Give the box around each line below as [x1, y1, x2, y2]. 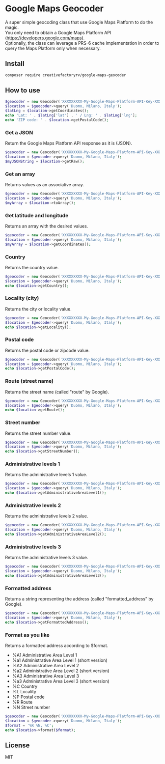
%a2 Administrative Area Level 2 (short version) [12, 668, 110, 674]
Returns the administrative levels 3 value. [5, 555, 88, 561]
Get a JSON [5, 129, 33, 136]
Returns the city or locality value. [5, 306, 72, 312]
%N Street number [12, 705, 51, 710]
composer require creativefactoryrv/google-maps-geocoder [5, 72, 126, 78]
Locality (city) [5, 295, 39, 302]
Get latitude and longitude [5, 212, 69, 219]
